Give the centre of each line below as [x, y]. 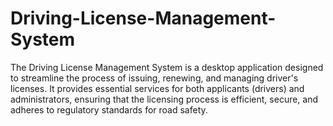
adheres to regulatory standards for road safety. [109, 109]
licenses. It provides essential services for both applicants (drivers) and [157, 88]
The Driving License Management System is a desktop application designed [167, 67]
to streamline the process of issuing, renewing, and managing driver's [154, 78]
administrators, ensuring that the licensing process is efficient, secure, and [164, 99]
